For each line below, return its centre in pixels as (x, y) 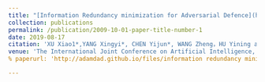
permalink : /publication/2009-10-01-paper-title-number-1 (105, 30)
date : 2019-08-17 (37, 37)
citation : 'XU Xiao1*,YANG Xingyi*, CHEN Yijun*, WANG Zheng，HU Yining (129, 45)
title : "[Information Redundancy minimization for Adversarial (114, 15)
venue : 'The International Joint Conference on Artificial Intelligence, (132, 52)
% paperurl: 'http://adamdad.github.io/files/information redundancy (125, 59)
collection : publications (50, 23)
